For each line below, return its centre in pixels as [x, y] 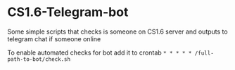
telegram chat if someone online [54, 38]
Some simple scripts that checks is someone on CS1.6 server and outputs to [118, 31]
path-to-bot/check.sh [39, 59]
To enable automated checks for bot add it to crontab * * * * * [100, 52]
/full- [204, 53]
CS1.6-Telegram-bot [68, 12]
